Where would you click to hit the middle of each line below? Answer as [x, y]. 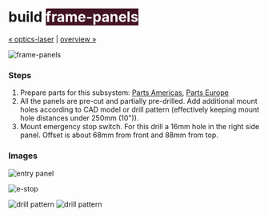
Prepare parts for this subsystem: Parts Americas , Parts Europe [124, 93]
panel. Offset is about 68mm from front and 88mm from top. [119, 135]
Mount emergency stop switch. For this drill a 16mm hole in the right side [140, 127]
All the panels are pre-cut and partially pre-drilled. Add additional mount [138, 101]
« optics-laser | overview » [52, 39]
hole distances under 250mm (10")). [79, 118]
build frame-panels [73, 17]
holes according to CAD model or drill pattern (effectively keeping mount [140, 110]
